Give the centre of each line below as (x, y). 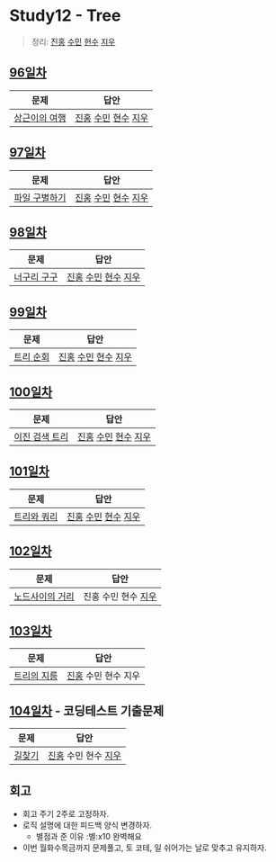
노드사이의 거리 (44, 597)
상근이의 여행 (40, 118)
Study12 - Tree (65, 16)
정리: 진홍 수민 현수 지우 (73, 41)
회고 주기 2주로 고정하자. (66, 814)
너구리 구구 (36, 277)
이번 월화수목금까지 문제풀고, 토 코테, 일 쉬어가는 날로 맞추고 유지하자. (144, 848)
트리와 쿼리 (36, 516)
